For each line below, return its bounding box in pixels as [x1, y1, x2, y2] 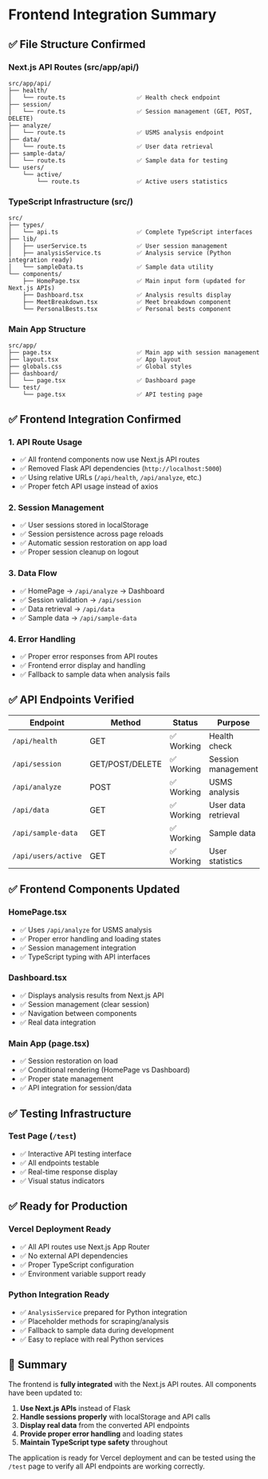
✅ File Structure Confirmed [8, 38, 146, 51]
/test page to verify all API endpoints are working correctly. [8, 1461, 205, 1471]
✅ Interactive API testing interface [19, 1149, 132, 1158]
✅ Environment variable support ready [19, 1269, 146, 1278]
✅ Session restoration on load [19, 1056, 118, 1065]
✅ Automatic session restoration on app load [19, 538, 167, 548]
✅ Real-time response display [19, 1166, 118, 1177]
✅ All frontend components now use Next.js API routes [19, 454, 200, 465]
